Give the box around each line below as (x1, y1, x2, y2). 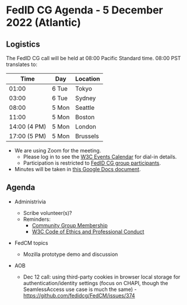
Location (75, 75, 100, 82)
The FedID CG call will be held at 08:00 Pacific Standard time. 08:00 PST (6, 55, 181, 61)
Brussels (75, 132, 99, 140)
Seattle (75, 103, 95, 112)
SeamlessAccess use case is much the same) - (23, 286, 137, 293)
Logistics (6, 39, 40, 49)
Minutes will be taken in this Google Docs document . (14, 166, 141, 172)
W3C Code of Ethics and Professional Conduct (31, 228, 144, 235)
